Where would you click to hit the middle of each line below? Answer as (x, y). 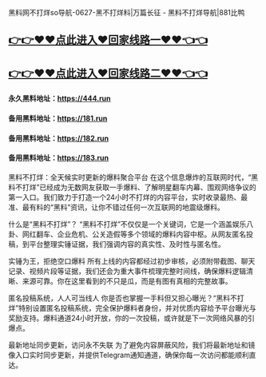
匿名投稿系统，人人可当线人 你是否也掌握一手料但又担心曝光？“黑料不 (123, 298)
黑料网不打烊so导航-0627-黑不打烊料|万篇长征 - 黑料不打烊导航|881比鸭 (127, 12)
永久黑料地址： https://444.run (60, 98)
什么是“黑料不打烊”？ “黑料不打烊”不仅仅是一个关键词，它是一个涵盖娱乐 (127, 224)
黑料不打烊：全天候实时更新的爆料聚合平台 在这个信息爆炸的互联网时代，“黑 (133, 177)
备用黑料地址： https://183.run (59, 158)
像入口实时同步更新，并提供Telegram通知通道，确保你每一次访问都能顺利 (129, 355)
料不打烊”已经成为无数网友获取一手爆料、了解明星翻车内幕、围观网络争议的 (133, 187)
